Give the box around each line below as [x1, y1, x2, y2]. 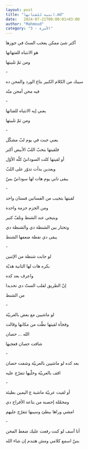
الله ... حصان [5, 331, 29, 337]
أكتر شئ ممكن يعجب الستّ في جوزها [5, 40, 76, 46]
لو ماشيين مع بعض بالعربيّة [5, 312, 54, 318]
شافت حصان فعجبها [5, 341, 43, 347]
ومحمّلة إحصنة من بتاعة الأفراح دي [5, 399, 69, 405]
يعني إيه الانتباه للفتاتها [5, 108, 46, 114]
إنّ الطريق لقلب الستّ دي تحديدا [5, 283, 66, 289]
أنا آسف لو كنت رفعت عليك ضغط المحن [5, 428, 80, 434]
